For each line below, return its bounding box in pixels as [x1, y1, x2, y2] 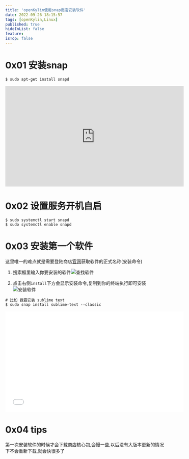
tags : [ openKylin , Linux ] [5, 17, 58, 22]
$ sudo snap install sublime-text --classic [5, 302, 101, 307]
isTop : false [5, 36, 33, 41]
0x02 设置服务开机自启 [5, 200, 102, 212]
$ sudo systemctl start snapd [5, 218, 70, 223]
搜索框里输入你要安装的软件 [12, 269, 71, 275]
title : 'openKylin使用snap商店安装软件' [5, 7, 86, 13]
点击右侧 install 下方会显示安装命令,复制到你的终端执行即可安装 [12, 280, 146, 286]
